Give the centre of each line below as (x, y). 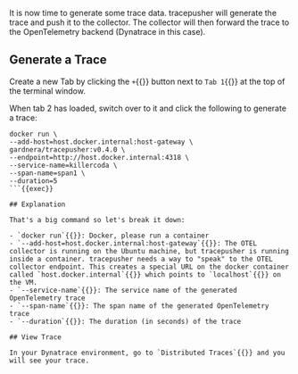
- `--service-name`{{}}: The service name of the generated (124, 290)
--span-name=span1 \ (48, 173)
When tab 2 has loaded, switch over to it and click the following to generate (148, 108)
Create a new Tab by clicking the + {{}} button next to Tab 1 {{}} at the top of (147, 81)
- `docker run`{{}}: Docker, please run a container (109, 236)
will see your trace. (50, 361)
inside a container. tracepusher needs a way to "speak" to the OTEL (141, 259)
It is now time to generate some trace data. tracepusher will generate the (143, 13)
